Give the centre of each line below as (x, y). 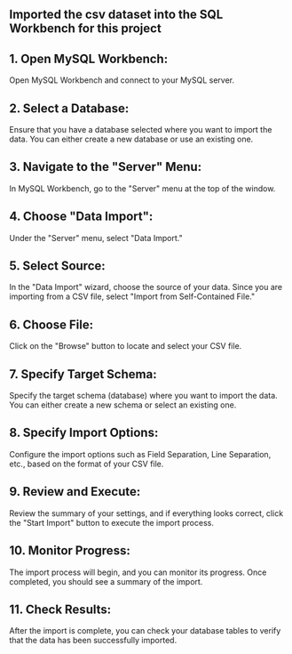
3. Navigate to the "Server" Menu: (106, 167)
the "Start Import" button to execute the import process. (112, 522)
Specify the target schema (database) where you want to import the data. (143, 396)
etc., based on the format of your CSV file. (87, 464)
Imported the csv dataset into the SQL (116, 15)
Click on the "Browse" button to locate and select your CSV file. (126, 346)
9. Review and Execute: (75, 492)
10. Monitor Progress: (70, 551)
